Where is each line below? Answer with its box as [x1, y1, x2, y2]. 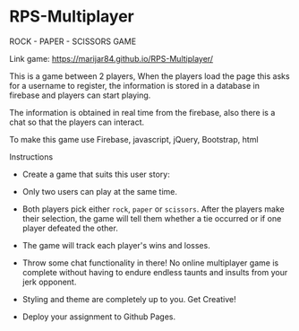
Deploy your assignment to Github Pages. [21, 311, 176, 322]
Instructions [9, 151, 54, 162]
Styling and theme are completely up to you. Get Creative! [21, 293, 236, 304]
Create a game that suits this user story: [21, 169, 170, 179]
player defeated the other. [21, 222, 118, 233]
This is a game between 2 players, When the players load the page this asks [9, 70, 290, 82]
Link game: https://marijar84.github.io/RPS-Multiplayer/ [9, 53, 213, 64]
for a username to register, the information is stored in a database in [9, 80, 260, 91]
